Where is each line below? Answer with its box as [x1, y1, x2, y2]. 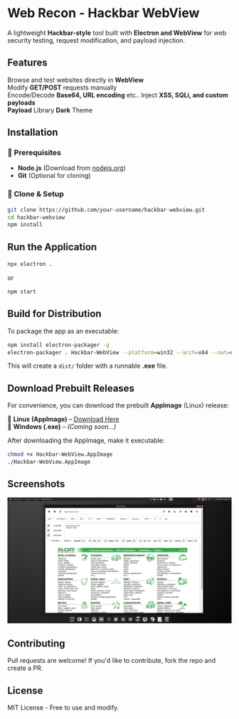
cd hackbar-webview [7, 213, 65, 221]
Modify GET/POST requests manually [7, 83, 117, 92]
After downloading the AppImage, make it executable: [7, 436, 165, 445]
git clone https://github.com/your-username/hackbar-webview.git [7, 206, 205, 213]
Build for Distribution [7, 308, 102, 320]
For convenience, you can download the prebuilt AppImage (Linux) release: [7, 401, 230, 410]
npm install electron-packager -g [7, 341, 110, 348]
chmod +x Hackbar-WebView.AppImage [7, 451, 113, 458]
